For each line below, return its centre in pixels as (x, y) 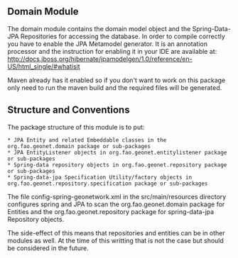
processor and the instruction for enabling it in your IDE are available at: (112, 51)
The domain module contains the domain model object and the (99, 28)
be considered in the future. (48, 248)
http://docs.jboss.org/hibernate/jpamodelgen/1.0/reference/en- (100, 59)
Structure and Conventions (69, 110)
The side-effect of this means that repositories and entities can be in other (116, 232)
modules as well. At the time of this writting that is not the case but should (115, 240)
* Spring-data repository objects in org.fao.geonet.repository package (117, 165)
